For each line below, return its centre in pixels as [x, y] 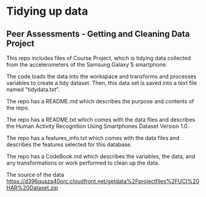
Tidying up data [47, 11]
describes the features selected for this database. [69, 144]
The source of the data [35, 175]
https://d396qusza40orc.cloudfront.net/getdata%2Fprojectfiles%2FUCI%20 [103, 181]
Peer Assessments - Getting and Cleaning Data [98, 34]
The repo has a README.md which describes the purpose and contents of [100, 101]
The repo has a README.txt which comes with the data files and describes [101, 120]
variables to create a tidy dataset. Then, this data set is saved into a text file [102, 83]
